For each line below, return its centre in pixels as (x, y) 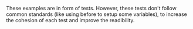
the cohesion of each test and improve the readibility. (70, 20)
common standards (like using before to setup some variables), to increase (97, 14)
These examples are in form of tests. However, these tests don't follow (92, 8)
